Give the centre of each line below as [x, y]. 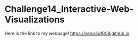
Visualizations [35, 20]
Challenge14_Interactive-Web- [69, 9]
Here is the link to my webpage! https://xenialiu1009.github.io [67, 33]
